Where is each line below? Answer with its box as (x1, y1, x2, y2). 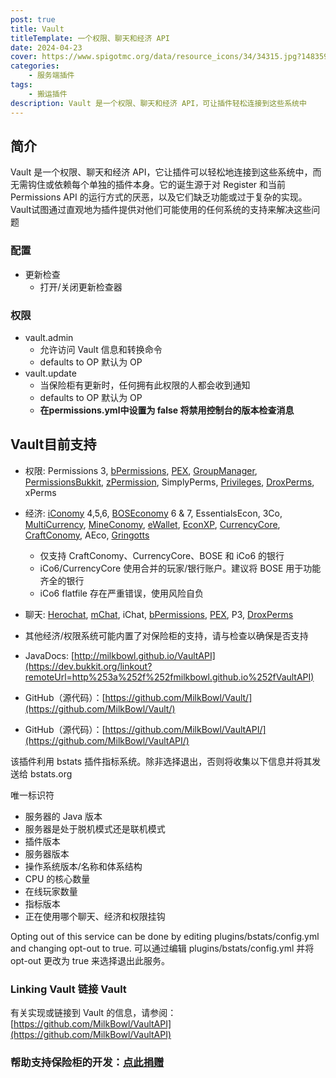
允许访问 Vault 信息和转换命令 (39, 343, 163, 355)
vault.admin (24, 331, 74, 343)
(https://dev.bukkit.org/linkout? (24, 660, 153, 672)
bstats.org (29, 767, 73, 780)
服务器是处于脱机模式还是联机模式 (24, 822, 166, 835)
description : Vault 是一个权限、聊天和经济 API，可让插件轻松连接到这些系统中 (10, 98, 307, 108)
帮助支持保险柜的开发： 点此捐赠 (10, 1055, 165, 1069)
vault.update (24, 367, 77, 379)
